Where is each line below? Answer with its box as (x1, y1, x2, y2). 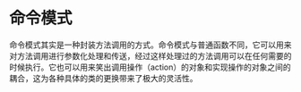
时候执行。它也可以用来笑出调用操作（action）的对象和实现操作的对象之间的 (9, 62, 291, 72)
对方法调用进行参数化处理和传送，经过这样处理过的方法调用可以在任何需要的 (9, 50, 292, 61)
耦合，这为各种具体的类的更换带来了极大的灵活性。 (9, 72, 198, 83)
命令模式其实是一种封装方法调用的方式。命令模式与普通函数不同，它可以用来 (9, 39, 292, 50)
